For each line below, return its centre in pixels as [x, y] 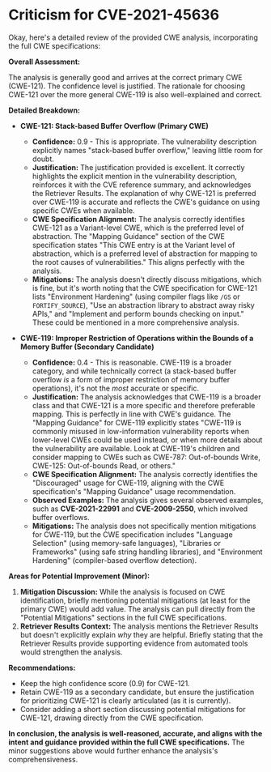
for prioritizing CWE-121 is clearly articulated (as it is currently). [125, 700]
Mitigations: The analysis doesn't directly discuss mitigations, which [147, 279]
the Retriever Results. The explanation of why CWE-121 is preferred [144, 193]
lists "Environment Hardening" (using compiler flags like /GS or [136, 296]
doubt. [43, 159]
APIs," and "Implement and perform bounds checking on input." [138, 313]
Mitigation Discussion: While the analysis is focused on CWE [123, 591]
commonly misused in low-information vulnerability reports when [140, 431]
